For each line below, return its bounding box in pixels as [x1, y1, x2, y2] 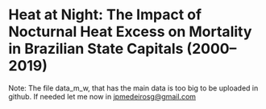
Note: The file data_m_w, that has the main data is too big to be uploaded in [8, 83, 259, 93]
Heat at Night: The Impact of [8, 6, 202, 24]
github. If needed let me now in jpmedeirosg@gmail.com [8, 91, 196, 101]
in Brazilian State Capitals [8, 40, 184, 58]
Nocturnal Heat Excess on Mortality [8, 22, 252, 41]
